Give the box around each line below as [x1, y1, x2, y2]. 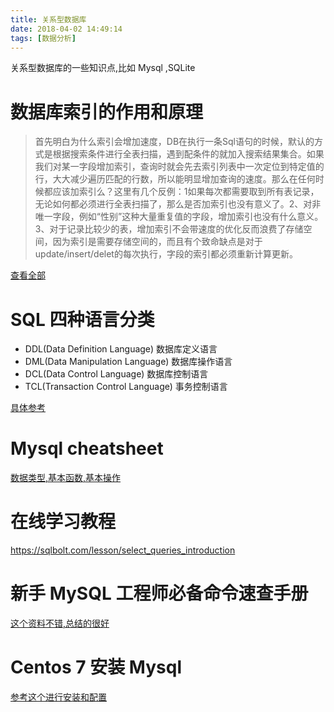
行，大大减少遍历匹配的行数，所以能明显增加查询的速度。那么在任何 [34, 173, 316, 185]
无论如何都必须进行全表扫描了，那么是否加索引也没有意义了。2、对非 [34, 198, 322, 210]
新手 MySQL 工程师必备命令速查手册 [10, 582, 309, 605]
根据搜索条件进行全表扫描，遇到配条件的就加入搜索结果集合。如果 [52, 148, 325, 160]
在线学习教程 [10, 511, 117, 533]
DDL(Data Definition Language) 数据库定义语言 [24, 343, 218, 355]
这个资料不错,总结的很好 [10, 617, 110, 630]
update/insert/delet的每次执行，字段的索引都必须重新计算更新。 [34, 248, 298, 260]
